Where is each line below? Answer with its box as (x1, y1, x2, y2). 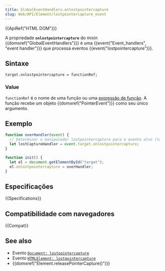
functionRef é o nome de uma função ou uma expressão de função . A (5, 95, 147, 101)
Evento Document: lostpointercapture (12, 250, 89, 256)
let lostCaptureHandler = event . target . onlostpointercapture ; (9, 142, 139, 147)
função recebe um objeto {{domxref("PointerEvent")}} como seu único (5, 100, 148, 106)
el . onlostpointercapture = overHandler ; (9, 164, 93, 169)
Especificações (5, 182, 54, 190)
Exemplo (5, 120, 32, 128)
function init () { (5, 155, 43, 160)
